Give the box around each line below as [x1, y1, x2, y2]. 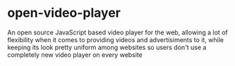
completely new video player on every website [7, 51, 143, 59]
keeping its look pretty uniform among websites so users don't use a [7, 43, 207, 51]
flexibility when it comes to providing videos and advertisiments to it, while [7, 35, 224, 44]
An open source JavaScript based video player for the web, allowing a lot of [7, 28, 228, 37]
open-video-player [7, 5, 121, 21]
